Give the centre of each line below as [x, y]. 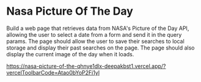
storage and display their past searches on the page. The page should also [100, 48]
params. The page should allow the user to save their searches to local [95, 41]
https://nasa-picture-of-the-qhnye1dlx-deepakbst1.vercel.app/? [86, 66]
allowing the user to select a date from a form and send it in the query [94, 34]
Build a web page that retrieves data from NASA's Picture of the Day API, [98, 28]
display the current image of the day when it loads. [70, 54]
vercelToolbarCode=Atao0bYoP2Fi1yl [53, 72]
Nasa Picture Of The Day [70, 11]
